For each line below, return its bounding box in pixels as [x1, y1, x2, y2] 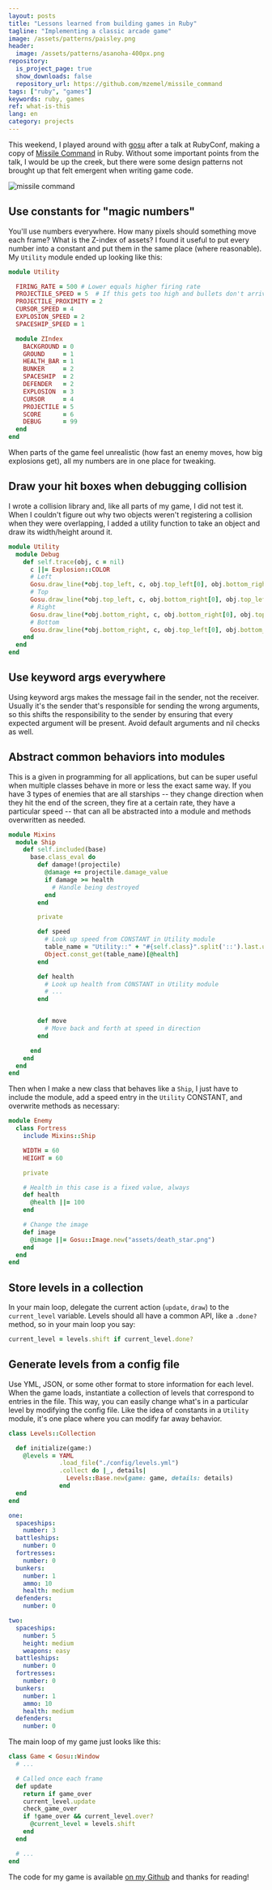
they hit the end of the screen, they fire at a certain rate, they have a [8, 797, 236, 807]
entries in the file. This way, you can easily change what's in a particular [8, 1396, 249, 1406]
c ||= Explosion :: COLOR [29, 565, 111, 573]
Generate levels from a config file [8, 1358, 181, 1372]
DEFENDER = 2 [23, 380, 74, 389]
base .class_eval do [29, 853, 96, 861]
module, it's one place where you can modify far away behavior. [8, 1413, 223, 1424]
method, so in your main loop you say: [8, 1320, 136, 1329]
